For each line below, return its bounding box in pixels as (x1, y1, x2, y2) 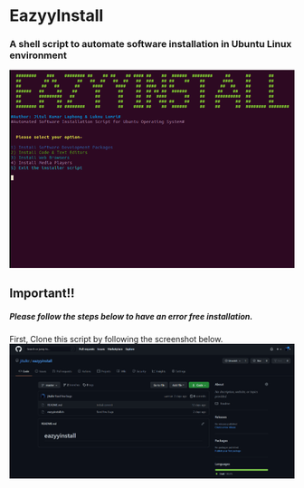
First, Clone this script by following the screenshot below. (9, 333, 223, 344)
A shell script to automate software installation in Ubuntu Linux (9, 38, 292, 51)
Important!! (9, 285, 75, 301)
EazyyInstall (9, 5, 104, 26)
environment (9, 49, 68, 62)
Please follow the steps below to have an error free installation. (9, 311, 253, 321)
